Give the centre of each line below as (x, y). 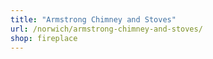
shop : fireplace (44, 38)
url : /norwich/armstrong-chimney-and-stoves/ (106, 29)
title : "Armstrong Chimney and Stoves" (93, 19)
